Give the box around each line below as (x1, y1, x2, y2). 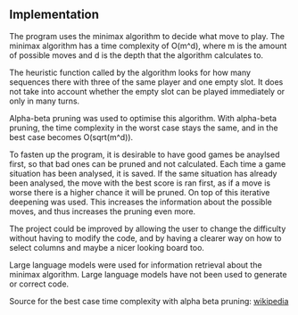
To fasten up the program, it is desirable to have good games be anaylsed (9, 149, 280, 160)
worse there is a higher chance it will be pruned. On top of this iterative (9, 187, 270, 197)
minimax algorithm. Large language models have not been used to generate (9, 269, 287, 279)
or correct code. (9, 278, 70, 289)
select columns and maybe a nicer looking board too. (9, 242, 205, 253)
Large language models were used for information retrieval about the (9, 259, 262, 270)
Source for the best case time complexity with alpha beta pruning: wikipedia (9, 295, 289, 306)
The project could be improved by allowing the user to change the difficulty (9, 223, 286, 234)
